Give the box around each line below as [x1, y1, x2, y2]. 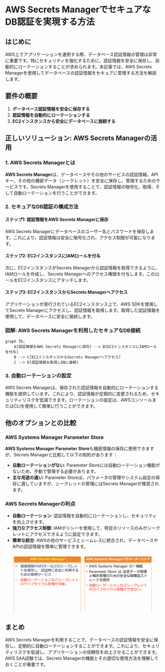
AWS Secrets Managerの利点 [5, 501, 75, 507]
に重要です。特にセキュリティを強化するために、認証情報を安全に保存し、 [5, 58, 156, 64]
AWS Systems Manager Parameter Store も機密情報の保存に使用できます [5, 446, 154, 452]
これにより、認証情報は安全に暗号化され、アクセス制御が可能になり [13, 235, 151, 240]
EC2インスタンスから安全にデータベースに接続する [12, 118, 116, 124]
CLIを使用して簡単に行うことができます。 [13, 403, 98, 409]
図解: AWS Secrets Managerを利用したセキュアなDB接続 [5, 327, 141, 334]
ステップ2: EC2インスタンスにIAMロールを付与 [5, 253, 101, 259]
